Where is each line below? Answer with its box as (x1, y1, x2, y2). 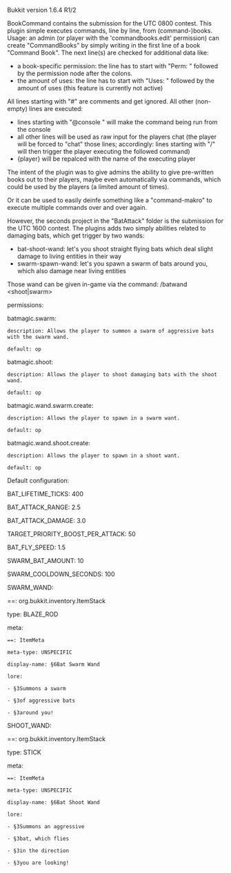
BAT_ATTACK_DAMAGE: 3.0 (7, 517, 86, 524)
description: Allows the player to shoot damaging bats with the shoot (7, 371, 217, 378)
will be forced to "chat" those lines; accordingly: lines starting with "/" (17, 140, 216, 148)
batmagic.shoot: (7, 358, 54, 366)
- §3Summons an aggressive (7, 823, 85, 830)
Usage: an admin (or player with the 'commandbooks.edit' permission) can (7, 34, 219, 42)
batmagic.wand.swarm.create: (7, 402, 94, 409)
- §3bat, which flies (7, 835, 70, 842)
